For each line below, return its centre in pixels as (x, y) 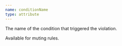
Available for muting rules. (32, 38)
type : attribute (22, 14)
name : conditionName (27, 10)
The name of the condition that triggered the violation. (61, 28)
